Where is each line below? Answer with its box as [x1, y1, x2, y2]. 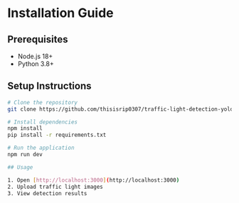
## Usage [7, 163, 33, 171]
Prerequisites [7, 33, 68, 45]
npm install [7, 125, 43, 132]
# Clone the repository [7, 99, 78, 106]
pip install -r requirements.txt [7, 131, 107, 139]
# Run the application [7, 144, 75, 152]
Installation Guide [7, 5, 114, 21]
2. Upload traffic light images [7, 183, 103, 190]
